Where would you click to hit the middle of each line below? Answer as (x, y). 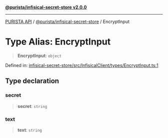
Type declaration (32, 81)
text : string (30, 130)
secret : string (32, 106)
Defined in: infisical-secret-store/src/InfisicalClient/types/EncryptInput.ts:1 (82, 65)
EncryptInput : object (39, 55)
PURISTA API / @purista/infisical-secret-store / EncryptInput (67, 21)
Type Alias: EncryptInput (58, 42)
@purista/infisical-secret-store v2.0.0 (46, 7)
